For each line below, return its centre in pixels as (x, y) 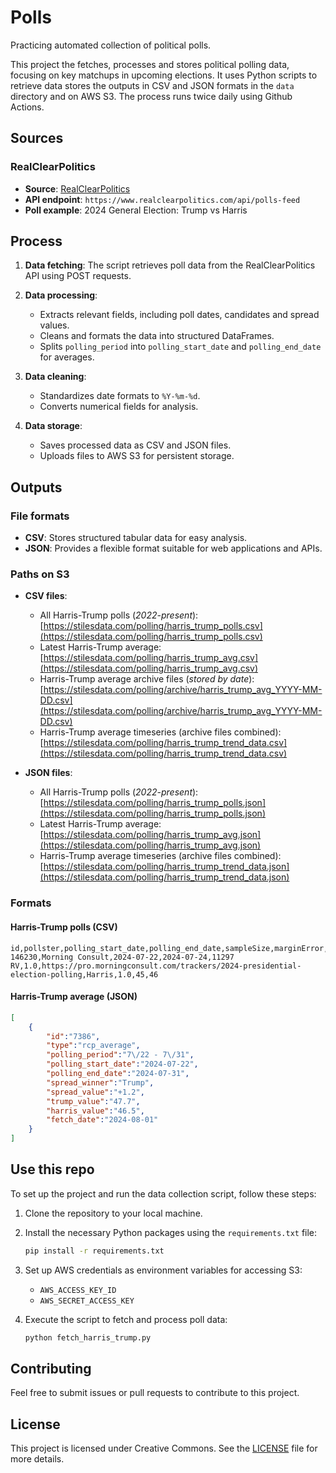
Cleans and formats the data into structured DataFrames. (157, 336)
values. (54, 325)
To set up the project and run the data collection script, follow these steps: (163, 1193)
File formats (40, 516)
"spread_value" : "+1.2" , (95, 1092)
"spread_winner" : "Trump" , (100, 1082)
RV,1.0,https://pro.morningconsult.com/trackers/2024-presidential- (156, 966)
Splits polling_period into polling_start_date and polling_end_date (180, 347)
